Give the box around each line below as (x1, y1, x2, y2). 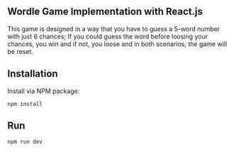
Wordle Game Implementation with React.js (7, 6, 204, 18)
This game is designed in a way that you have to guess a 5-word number (7, 24, 221, 33)
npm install (7, 100, 43, 107)
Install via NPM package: (7, 87, 80, 95)
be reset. (7, 47, 34, 55)
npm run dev (7, 139, 43, 146)
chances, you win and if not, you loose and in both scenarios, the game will (7, 39, 228, 48)
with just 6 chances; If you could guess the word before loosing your (7, 32, 208, 40)
